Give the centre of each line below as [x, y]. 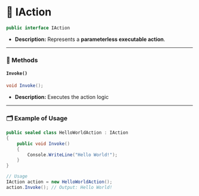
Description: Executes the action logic [62, 97]
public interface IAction [38, 28]
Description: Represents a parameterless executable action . [90, 39]
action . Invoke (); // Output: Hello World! [59, 187]
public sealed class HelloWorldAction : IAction [67, 133]
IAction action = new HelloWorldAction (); [59, 182]
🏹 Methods [22, 60]
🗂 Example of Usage [37, 118]
